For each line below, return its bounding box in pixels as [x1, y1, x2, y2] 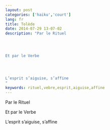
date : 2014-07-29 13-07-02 [5, 26, 62, 31]
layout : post [5, 7, 33, 13]
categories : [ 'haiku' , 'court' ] [5, 12, 71, 17]
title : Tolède [5, 21, 35, 27]
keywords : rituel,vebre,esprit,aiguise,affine [5, 85, 105, 90]
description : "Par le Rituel [5, 31, 67, 36]
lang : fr [5, 17, 24, 22]
